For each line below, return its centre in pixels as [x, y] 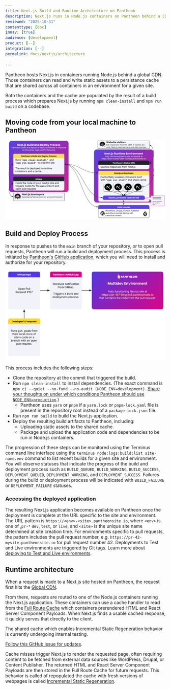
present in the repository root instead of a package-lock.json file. [88, 410]
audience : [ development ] [32, 38]
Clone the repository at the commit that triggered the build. [74, 377]
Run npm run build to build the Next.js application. [65, 416]
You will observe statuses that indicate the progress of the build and [77, 463]
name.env [15, 459]
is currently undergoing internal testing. [47, 634]
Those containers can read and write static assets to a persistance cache [82, 80]
